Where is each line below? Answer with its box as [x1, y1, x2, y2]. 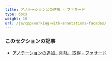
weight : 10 [5, 16, 28, 21]
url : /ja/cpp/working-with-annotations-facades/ [5, 20, 107, 26]
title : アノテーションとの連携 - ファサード [5, 7, 85, 12]
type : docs [5, 12, 28, 17]
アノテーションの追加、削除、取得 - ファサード [12, 50, 107, 56]
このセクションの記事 [5, 38, 56, 44]
